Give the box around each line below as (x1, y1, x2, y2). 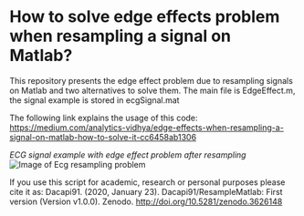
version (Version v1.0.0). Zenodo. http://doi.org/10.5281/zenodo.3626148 (9, 196, 283, 207)
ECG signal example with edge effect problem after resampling (9, 149, 246, 160)
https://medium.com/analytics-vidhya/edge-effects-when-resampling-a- (9, 121, 285, 133)
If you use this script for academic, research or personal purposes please (9, 176, 286, 188)
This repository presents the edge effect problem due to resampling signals (9, 75, 294, 86)
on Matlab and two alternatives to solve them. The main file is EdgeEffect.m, (9, 85, 296, 96)
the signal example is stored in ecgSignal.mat (9, 94, 180, 106)
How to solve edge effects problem (9, 6, 280, 27)
